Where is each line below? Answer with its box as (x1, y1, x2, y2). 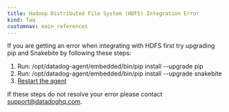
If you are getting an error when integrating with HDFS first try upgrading (7, 42, 215, 50)
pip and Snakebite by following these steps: (7, 49, 131, 57)
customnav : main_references (7, 23, 89, 30)
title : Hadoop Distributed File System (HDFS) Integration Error (7, 10, 199, 17)
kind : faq (7, 16, 36, 23)
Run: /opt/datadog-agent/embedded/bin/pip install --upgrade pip (17, 63, 204, 71)
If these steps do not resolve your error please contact (7, 90, 163, 98)
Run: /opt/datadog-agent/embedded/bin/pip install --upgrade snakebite (17, 69, 223, 78)
